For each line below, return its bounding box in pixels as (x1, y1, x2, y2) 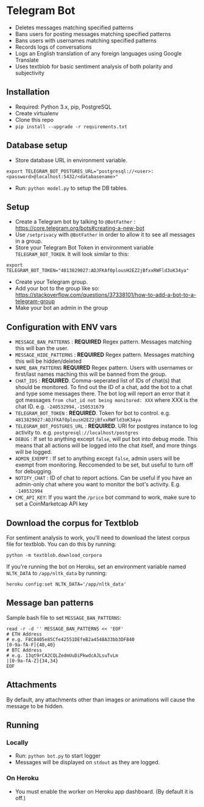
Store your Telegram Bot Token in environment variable (15, 244, 154, 251)
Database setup (6, 140, 68, 151)
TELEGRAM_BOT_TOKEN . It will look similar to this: (15, 251, 129, 258)
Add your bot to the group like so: (15, 285, 100, 292)
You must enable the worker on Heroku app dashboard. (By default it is (15, 787, 194, 795)
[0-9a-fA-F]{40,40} (6, 642, 56, 648)
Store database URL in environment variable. (15, 156, 128, 163)
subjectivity (15, 69, 44, 76)
